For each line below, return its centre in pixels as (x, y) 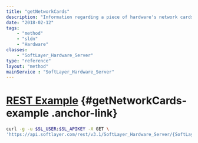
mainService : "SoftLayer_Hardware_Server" (60, 72)
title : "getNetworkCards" (38, 11)
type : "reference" (29, 61)
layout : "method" (27, 66)
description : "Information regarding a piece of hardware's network (92, 17)
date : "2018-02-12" (30, 22)
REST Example (42, 101)
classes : (17, 50)
